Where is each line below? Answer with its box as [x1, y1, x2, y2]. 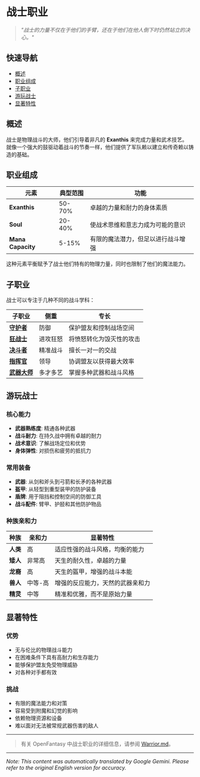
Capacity [9, 243, 36, 251]
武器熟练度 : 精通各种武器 [14, 424, 76, 431]
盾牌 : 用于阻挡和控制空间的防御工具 [14, 493, 102, 500]
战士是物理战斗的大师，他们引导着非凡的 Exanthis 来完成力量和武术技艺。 [6, 135, 187, 143]
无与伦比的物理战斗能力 [14, 646, 73, 653]
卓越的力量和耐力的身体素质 [90, 203, 168, 212]
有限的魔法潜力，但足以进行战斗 [90, 235, 180, 243]
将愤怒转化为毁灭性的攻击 [68, 335, 141, 343]
